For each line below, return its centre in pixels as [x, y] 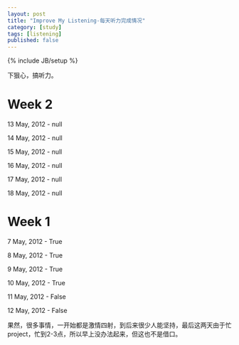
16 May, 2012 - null [35, 166]
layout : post [27, 14]
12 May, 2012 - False [37, 310]
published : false [33, 41]
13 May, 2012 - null [35, 124]
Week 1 [29, 222]
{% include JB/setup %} [43, 60]
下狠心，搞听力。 [32, 75]
